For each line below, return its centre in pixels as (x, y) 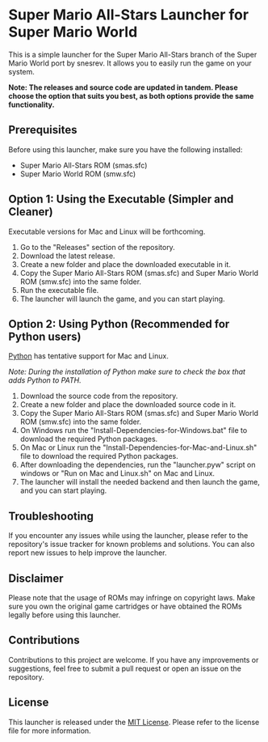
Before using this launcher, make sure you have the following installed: (126, 149)
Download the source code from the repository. (99, 396)
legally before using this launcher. (65, 615)
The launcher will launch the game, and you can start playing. (122, 299)
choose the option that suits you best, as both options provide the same (131, 95)
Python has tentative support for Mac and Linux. (89, 356)
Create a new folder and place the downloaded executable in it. (126, 264)
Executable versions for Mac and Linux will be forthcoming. (107, 231)
